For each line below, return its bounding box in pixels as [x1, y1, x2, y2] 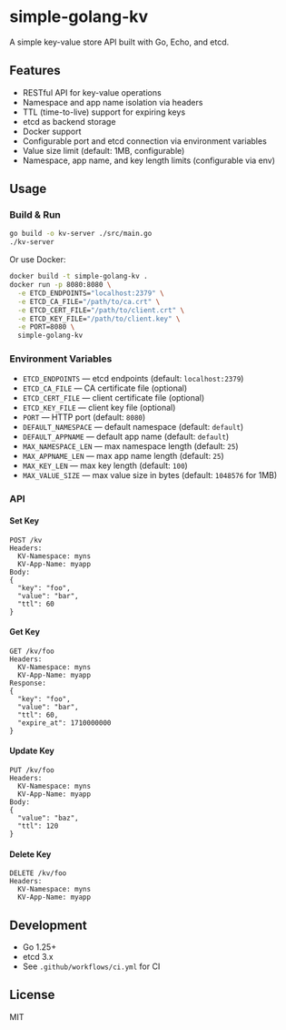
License [9, 987, 55, 1003]
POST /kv [9, 535, 43, 545]
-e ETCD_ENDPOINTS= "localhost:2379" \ [17, 289, 165, 298]
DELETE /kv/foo [9, 869, 67, 878]
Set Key [9, 515, 39, 525]
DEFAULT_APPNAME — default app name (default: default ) [22, 431, 230, 443]
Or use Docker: [9, 254, 66, 265]
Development [9, 917, 88, 933]
